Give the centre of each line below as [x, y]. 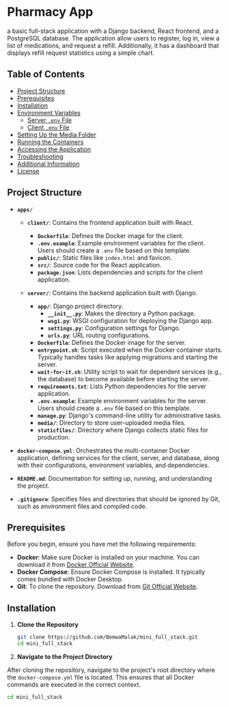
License [28, 171]
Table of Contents [46, 74]
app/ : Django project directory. [80, 306]
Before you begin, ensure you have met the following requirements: [102, 544]
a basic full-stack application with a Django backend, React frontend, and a [113, 31]
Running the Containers [50, 142]
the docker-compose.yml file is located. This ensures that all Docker [101, 677]
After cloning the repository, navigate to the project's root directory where [111, 670]
